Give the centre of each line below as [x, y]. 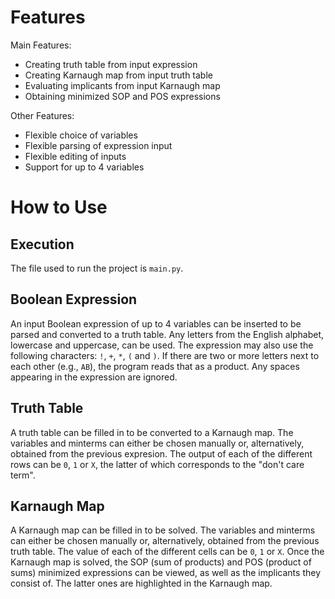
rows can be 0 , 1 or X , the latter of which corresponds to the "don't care [157, 464]
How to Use [59, 207]
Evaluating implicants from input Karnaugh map [122, 85]
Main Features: [41, 45]
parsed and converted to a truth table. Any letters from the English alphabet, [167, 334]
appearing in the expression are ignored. [94, 377]
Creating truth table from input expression [111, 64]
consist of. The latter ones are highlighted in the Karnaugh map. [141, 583]
